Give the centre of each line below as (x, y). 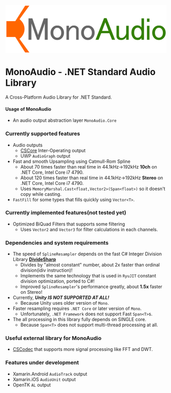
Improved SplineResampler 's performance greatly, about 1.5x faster (91, 287)
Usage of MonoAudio (28, 109)
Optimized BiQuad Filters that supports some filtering (69, 224)
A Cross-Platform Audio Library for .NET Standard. (59, 97)
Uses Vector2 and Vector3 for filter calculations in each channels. (89, 229)
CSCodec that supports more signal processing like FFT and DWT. (83, 349)
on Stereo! (31, 292)
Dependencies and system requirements (57, 242)
